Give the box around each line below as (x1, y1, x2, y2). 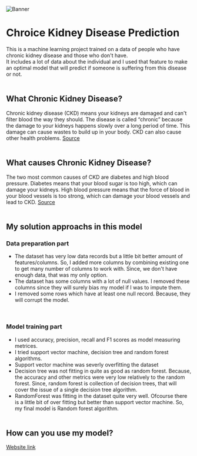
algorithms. (14, 355, 42, 362)
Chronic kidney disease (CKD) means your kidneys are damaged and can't (6, 109, 187, 117)
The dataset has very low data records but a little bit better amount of (14, 253, 183, 260)
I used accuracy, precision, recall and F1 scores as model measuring (14, 336, 181, 343)
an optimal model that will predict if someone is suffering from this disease (6, 64, 187, 71)
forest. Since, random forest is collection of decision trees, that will (14, 380, 177, 387)
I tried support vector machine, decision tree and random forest (14, 348, 169, 355)
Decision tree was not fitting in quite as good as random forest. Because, (14, 367, 192, 374)
